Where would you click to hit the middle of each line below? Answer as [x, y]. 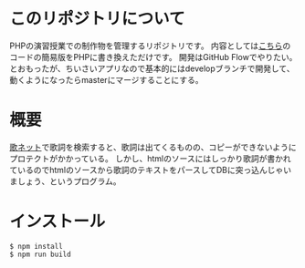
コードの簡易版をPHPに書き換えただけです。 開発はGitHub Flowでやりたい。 [153, 57]
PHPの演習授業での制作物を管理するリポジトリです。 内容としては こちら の [150, 46]
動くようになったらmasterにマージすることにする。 [106, 79]
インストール [58, 222]
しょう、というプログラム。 [69, 181]
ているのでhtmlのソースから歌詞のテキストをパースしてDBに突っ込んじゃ [147, 170]
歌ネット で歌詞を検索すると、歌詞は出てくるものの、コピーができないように [153, 147]
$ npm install [37, 246]
